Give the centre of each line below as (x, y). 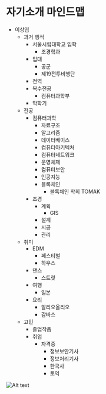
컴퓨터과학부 (55, 95)
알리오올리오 (55, 307)
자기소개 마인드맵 (45, 12)
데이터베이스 (55, 140)
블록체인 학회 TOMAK (75, 191)
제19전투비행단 (58, 74)
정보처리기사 (64, 358)
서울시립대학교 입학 (54, 44)
